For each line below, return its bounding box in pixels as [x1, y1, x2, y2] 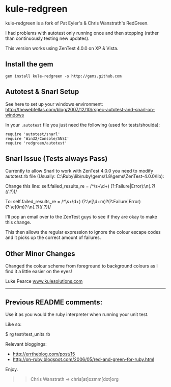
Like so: [5, 321, 22, 327]
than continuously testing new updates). [5, 35, 90, 41]
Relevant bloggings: [5, 341, 47, 347]
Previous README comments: [5, 298, 103, 306]
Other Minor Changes [5, 249, 75, 258]
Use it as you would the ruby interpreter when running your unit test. [5, 311, 149, 317]
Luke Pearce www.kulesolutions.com [5, 278, 83, 284]
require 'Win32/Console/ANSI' [5, 136, 70, 141]
